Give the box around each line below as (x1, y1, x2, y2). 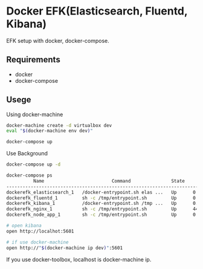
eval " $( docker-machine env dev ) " (6, 128, 94, 134)
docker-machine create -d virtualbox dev (6, 122, 112, 128)
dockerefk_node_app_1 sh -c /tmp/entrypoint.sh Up (6, 212, 177, 218)
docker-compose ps (6, 172, 53, 179)
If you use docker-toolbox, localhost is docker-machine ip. (6, 256, 152, 263)
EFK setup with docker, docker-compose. (6, 37, 110, 44)
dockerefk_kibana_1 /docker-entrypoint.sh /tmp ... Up (6, 201, 177, 207)
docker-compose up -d (6, 161, 61, 167)
